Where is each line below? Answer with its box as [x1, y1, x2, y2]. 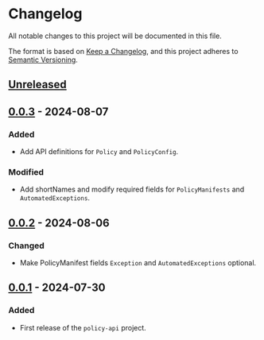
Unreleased [8, 78, 68, 91]
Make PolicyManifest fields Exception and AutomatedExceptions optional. [19, 258, 257, 267]
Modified [8, 166, 45, 177]
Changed [8, 240, 45, 251]
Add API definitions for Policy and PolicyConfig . [19, 147, 179, 156]
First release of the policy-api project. [19, 323, 147, 332]
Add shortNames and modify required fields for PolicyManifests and [19, 184, 245, 195]
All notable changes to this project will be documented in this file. [8, 31, 223, 41]
